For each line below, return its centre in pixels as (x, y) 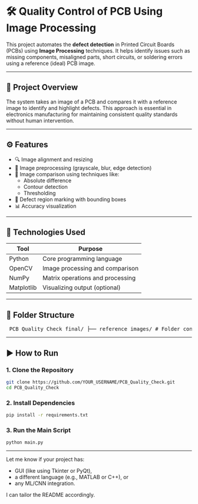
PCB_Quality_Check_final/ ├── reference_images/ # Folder (95, 329)
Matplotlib (23, 287)
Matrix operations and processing (89, 278)
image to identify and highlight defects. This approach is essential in (89, 108)
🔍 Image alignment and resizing (54, 159)
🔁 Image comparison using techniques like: (67, 174)
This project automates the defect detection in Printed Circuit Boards (90, 44)
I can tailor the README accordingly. (51, 495)
